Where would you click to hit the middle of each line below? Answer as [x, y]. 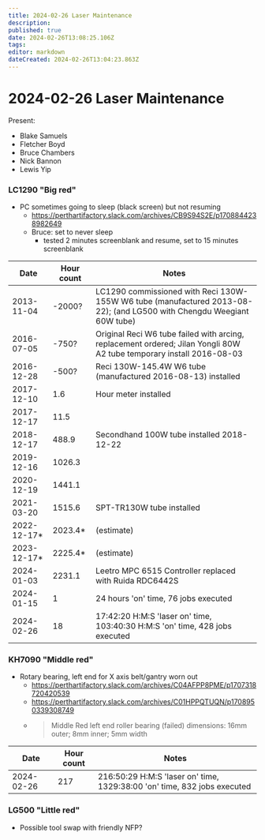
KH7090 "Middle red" [51, 660]
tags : [17, 45]
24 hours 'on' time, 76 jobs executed [164, 598]
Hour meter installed [133, 394]
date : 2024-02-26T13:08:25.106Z [61, 37]
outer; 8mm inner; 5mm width [99, 734]
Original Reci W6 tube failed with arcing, [170, 334]
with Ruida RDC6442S [137, 581]
